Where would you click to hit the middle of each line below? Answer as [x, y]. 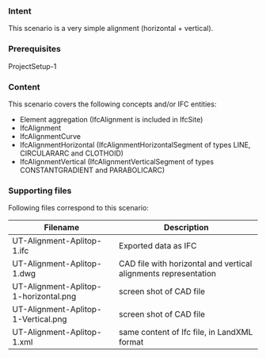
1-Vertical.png [40, 319]
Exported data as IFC [158, 246]
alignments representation [167, 274]
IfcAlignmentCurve [50, 136]
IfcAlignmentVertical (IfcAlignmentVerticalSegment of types [117, 161]
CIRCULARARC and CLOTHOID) [72, 153]
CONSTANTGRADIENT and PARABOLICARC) [92, 170]
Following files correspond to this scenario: [78, 208]
